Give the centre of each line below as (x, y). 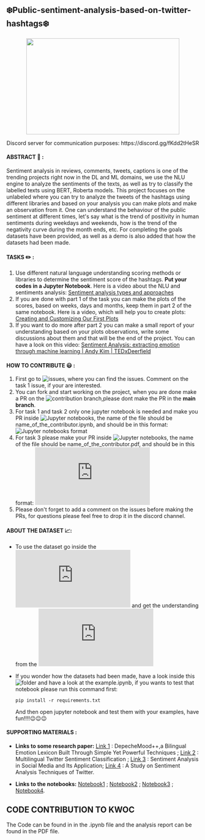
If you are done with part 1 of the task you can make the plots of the (100, 299)
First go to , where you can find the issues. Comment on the (102, 379)
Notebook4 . (30, 790)
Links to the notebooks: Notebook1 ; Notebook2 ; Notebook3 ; (94, 784)
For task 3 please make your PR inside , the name (104, 438)
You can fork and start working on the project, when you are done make (106, 392)
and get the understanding (165, 605)
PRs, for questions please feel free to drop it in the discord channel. (100, 516)
